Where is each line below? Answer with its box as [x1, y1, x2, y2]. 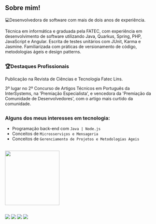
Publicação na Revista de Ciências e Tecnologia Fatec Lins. [5, 76, 123, 82]
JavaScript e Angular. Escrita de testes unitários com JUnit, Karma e [5, 38, 141, 44]
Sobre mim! [5, 4, 41, 12]
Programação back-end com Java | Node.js [12, 126, 101, 132]
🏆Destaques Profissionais [5, 63, 69, 70]
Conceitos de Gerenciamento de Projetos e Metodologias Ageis [12, 136, 140, 142]
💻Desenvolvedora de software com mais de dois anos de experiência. [5, 17, 146, 23]
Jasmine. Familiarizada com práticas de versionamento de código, [5, 44, 137, 49]
